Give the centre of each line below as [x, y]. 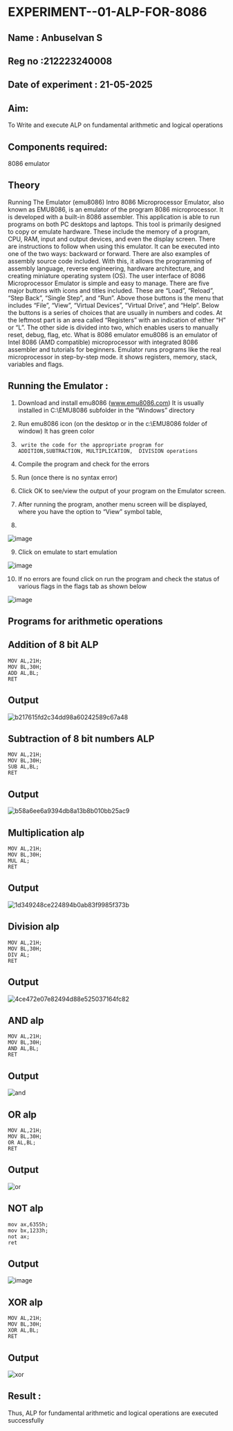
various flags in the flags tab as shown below [82, 586]
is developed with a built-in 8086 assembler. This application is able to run [114, 216]
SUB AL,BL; [24, 767]
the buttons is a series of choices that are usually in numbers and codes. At [115, 312]
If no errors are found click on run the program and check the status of [119, 579]
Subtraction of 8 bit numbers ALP [81, 739]
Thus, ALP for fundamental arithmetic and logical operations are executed [113, 1413]
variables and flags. [36, 364]
